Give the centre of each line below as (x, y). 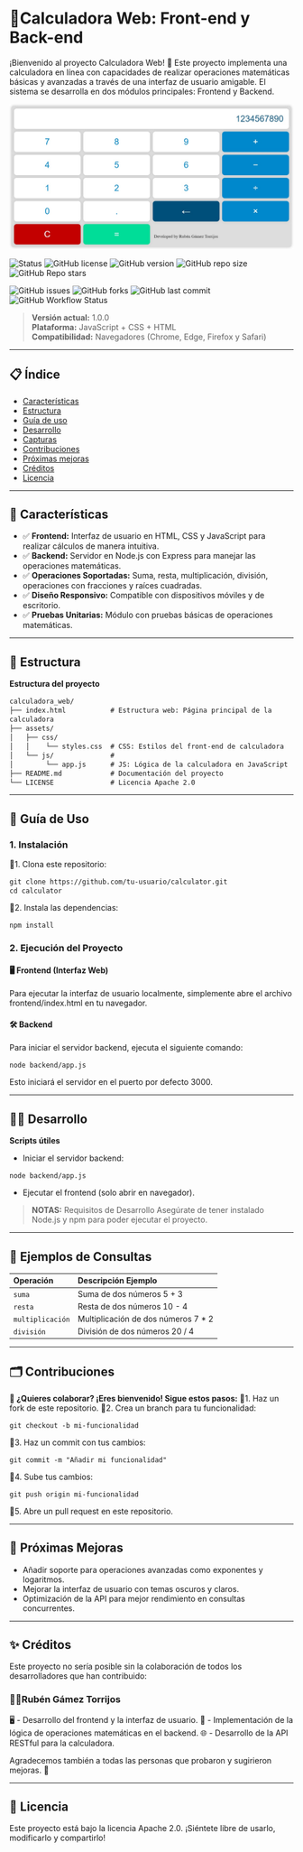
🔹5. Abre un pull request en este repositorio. (92, 1511)
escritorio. (41, 606)
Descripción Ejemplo (118, 1281)
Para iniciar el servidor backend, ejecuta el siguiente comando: (126, 1048)
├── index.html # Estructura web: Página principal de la (141, 711)
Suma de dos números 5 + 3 (130, 1293)
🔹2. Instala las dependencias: (64, 907)
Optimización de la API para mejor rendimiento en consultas (133, 1598)
